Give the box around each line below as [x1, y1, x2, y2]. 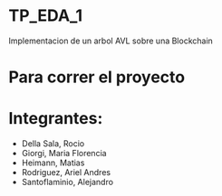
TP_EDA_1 [8, 5, 83, 26]
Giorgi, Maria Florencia [21, 148, 107, 159]
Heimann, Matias [21, 157, 85, 168]
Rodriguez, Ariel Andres [21, 167, 111, 178]
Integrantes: [8, 108, 103, 129]
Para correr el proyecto [8, 67, 186, 88]
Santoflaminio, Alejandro [21, 177, 114, 188]
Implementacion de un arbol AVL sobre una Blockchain [8, 35, 214, 46]
